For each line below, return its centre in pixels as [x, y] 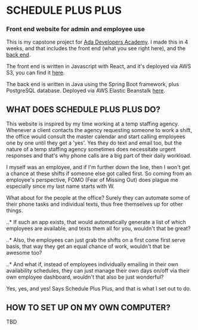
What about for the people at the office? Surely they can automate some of [98, 198]
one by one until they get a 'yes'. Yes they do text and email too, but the [94, 143]
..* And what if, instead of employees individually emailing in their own [92, 264]
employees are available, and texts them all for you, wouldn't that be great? [98, 228]
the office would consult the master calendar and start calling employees [96, 137]
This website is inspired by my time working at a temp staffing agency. [93, 124]
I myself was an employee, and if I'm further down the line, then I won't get [98, 167]
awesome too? [24, 253]
